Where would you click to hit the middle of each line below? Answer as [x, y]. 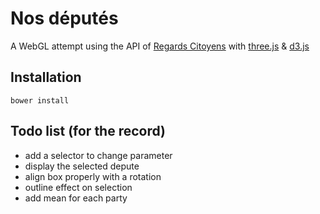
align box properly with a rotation [93, 176]
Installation [46, 77]
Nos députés [64, 18]
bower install [40, 100]
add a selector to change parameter [98, 155]
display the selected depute [82, 166]
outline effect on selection [78, 187]
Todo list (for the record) [88, 131]
